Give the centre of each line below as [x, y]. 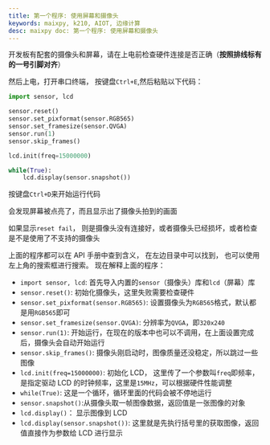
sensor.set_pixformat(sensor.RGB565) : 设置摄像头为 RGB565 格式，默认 [135, 303]
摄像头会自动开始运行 [70, 343]
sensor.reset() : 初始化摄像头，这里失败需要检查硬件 [107, 292]
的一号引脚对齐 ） [37, 64]
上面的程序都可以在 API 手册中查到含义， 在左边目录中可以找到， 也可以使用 [134, 255]
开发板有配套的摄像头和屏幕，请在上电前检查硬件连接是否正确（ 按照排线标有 [135, 55]
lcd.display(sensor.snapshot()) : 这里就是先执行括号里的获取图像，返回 [139, 423]
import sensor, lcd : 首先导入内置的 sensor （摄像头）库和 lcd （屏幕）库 [137, 283]
